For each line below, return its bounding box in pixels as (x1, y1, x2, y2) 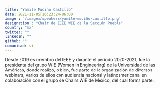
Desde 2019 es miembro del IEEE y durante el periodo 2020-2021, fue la (5, 56, 150, 62)
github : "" (5, 39, 27, 44)
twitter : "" (5, 30, 29, 35)
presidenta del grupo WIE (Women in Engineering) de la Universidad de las (5, 62, 155, 68)
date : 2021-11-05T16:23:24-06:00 (5, 12, 73, 17)
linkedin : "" (5, 35, 32, 39)
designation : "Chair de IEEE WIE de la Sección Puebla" (5, 20, 123, 26)
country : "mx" (5, 25, 34, 30)
